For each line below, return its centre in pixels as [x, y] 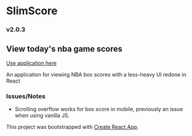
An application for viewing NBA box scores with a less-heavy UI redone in [96, 74]
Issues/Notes [26, 96]
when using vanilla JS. [42, 116]
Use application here [31, 63]
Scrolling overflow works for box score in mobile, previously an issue [99, 109]
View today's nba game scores [64, 49]
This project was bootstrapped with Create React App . [73, 127]
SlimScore [32, 11]
